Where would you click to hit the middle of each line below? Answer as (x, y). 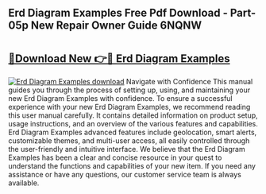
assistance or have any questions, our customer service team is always (125, 175)
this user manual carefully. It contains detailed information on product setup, (133, 115)
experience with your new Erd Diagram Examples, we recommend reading (129, 107)
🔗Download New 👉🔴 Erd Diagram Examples (119, 58)
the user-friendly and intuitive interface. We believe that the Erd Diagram (127, 149)
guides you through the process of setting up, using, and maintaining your (129, 90)
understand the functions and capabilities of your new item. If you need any (132, 166)
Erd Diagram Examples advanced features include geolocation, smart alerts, (133, 132)
